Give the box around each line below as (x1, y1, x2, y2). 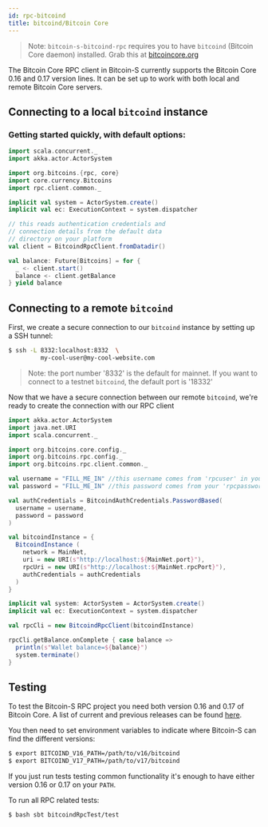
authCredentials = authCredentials (22, 571, 141, 579)
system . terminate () (15, 650, 81, 659)
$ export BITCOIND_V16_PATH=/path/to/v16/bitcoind (8, 749, 180, 757)
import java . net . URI (8, 423, 77, 431)
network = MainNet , (22, 548, 88, 556)
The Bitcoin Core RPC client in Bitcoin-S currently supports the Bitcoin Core (8, 65, 257, 74)
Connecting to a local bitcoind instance (8, 105, 209, 118)
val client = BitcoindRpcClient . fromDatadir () (8, 242, 166, 250)
